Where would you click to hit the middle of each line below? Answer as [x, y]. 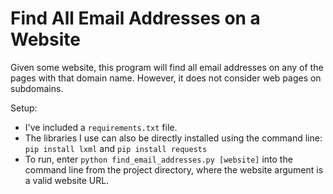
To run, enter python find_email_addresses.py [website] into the [158, 159]
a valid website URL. [67, 180]
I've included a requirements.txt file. [101, 127]
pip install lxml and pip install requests [116, 148]
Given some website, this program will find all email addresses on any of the [167, 67]
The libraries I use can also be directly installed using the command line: [173, 138]
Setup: [24, 108]
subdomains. [37, 88]
